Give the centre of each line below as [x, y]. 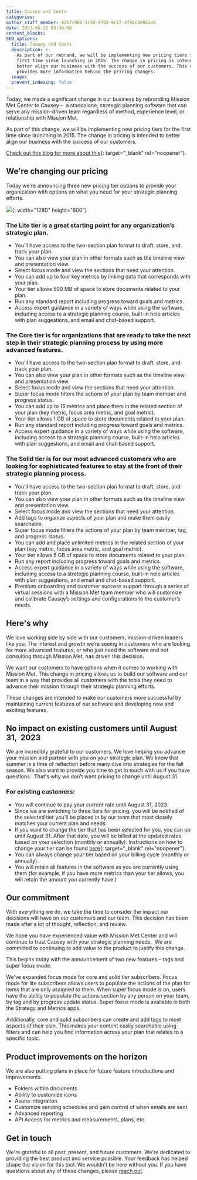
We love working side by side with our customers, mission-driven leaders [95, 638]
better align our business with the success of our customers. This [102, 66]
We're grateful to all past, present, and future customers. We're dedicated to [98, 1152]
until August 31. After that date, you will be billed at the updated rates [98, 836]
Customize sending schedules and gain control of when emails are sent [101, 1107]
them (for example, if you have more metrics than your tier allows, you [99, 873]
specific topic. [23, 1038]
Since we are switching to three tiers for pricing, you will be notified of [99, 811]
